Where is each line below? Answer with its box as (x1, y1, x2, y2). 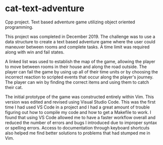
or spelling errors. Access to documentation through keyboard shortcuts (5, 125, 149, 130)
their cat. (5, 84, 23, 90)
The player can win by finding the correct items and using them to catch (5, 79, 149, 85)
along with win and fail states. (5, 49, 65, 55)
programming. (5, 24, 33, 30)
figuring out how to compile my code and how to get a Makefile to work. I (5, 109, 151, 115)
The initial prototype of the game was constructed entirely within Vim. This (5, 93, 154, 100)
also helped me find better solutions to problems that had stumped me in (5, 130, 150, 136)
